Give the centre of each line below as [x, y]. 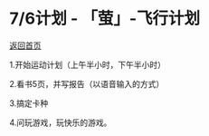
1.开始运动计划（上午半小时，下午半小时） [87, 64]
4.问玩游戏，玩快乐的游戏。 [61, 122]
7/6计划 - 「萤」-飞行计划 [105, 19]
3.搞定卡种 [29, 103]
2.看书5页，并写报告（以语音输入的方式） [87, 83]
